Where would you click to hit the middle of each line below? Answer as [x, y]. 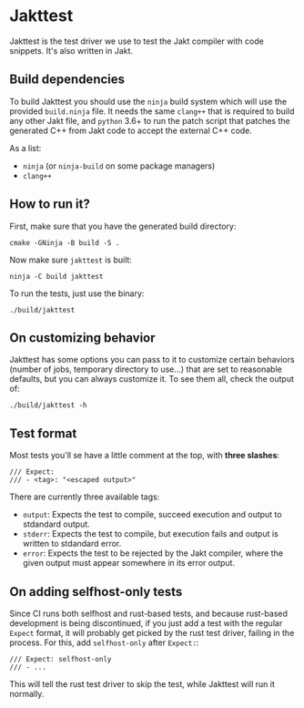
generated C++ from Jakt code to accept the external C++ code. [131, 130]
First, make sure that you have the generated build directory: [123, 226]
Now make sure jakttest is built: [71, 260]
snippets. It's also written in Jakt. [71, 50]
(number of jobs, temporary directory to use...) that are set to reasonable [146, 369]
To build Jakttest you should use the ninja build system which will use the [148, 101]
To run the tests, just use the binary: [77, 293]
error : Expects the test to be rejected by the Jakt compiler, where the [153, 553]
